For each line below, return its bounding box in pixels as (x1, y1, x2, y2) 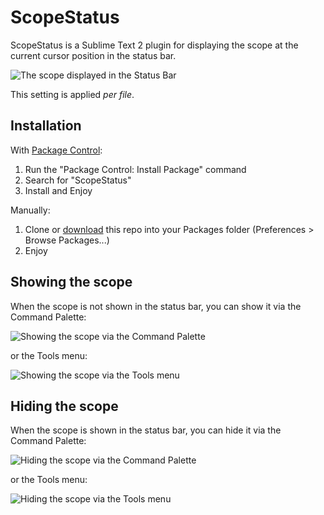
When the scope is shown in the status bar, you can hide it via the (10, 424, 282, 436)
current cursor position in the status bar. (10, 49, 177, 61)
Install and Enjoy (24, 184, 93, 196)
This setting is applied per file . (10, 88, 135, 100)
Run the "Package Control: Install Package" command (24, 163, 247, 175)
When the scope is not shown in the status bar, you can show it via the (10, 300, 302, 312)
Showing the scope (10, 274, 133, 291)
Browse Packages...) (24, 234, 110, 246)
